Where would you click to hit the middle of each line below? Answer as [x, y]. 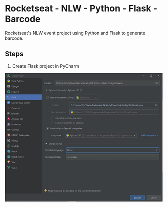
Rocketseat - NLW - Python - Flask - [81, 9]
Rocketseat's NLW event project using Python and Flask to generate [75, 33]
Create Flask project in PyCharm [46, 66]
